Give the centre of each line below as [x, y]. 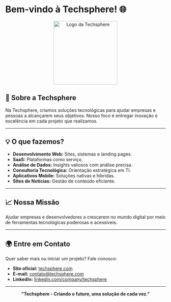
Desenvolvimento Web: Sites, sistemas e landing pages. [72, 154]
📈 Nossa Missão [32, 202]
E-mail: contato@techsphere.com [48, 274]
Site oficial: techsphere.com [42, 268]
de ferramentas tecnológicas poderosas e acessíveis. [61, 223]
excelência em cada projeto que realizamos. [52, 121]
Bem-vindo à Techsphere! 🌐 [66, 9]
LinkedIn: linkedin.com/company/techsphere [60, 279]
